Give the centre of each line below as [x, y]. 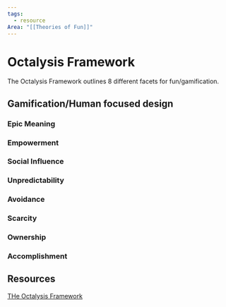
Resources [31, 279]
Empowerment [33, 143]
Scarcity [22, 218]
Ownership [27, 237]
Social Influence [36, 162]
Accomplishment [37, 256]
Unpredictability [36, 181]
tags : [15, 14]
